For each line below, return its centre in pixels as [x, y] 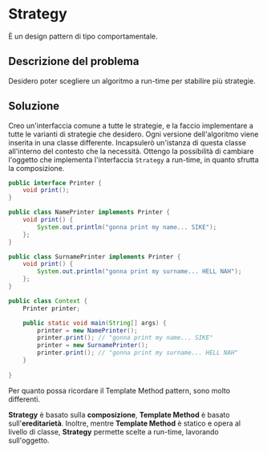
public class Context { [48, 301]
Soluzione [34, 106]
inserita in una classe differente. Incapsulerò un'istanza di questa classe [127, 142]
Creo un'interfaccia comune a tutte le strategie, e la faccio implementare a [131, 125]
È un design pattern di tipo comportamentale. [83, 36]
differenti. [24, 399]
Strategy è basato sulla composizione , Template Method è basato [119, 414]
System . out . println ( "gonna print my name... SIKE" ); [127, 227]
